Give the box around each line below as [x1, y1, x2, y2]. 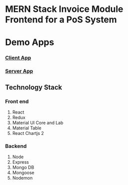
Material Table [12, 125, 42, 131]
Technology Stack [5, 83, 62, 91]
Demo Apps [5, 37, 54, 48]
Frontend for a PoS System [5, 14, 117, 25]
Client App [5, 55, 31, 62]
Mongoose [12, 170, 35, 176]
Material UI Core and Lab [12, 120, 63, 125]
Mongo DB [12, 165, 35, 171]
